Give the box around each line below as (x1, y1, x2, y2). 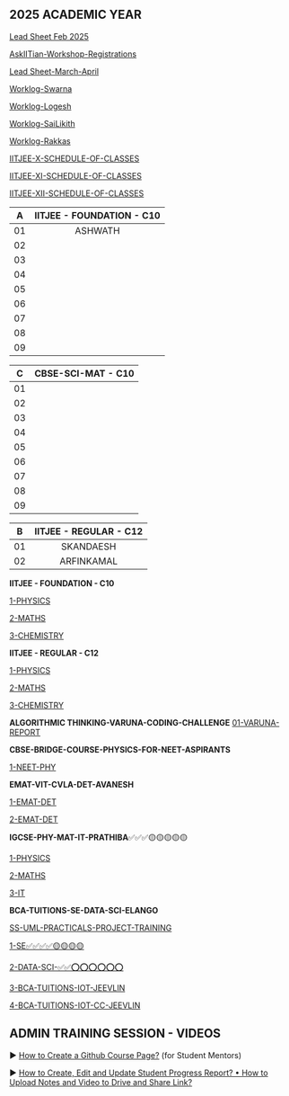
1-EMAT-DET (9, 796, 57, 807)
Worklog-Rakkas (9, 135, 71, 147)
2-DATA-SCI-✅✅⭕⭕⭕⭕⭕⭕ (9, 961, 124, 972)
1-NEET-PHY (9, 762, 57, 772)
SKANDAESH (61, 539, 117, 552)
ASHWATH (74, 224, 120, 236)
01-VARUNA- (232, 717, 280, 727)
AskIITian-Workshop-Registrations (9, 49, 137, 59)
